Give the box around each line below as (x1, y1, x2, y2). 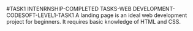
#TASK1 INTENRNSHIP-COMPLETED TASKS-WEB (6, 5, 132, 12)
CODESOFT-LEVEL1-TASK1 (6, 12, 75, 19)
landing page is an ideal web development (80, 12, 187, 19)
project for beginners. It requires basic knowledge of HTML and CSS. (6, 18, 181, 25)
